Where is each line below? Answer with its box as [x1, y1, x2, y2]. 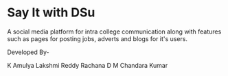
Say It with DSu [7, 5, 95, 21]
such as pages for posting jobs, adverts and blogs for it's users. [7, 34, 187, 42]
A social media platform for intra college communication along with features [7, 27, 222, 36]
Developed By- [7, 48, 49, 56]
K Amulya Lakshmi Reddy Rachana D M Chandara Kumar [7, 61, 168, 69]
